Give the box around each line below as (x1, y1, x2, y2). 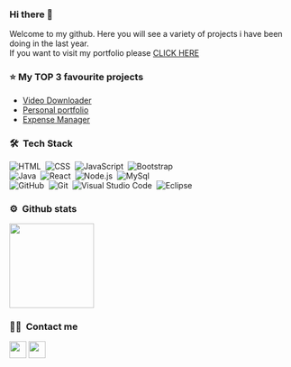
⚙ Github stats (9, 202, 77, 215)
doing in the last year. (9, 38, 90, 49)
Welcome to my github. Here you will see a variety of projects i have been (9, 29, 283, 40)
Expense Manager (22, 114, 91, 124)
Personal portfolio (22, 104, 89, 115)
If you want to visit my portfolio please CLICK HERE (9, 48, 200, 59)
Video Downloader (22, 95, 92, 106)
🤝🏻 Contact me (9, 320, 78, 333)
